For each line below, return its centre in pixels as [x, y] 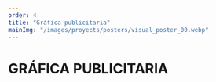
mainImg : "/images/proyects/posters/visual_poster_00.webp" [109, 30]
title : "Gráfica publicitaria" [59, 23]
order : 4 [22, 15]
